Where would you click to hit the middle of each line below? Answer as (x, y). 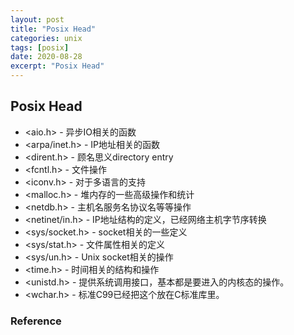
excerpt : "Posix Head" (57, 66)
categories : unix (46, 38)
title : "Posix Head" (53, 29)
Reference (36, 321)
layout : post (37, 19)
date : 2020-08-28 (46, 57)
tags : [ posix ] (40, 47)
